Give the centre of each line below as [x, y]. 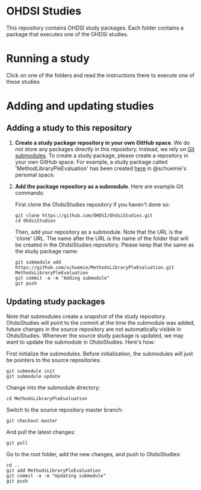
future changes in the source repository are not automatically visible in [94, 329]
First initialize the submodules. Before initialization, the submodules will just [100, 353]
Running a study [48, 59]
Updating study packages [56, 302]
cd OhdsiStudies [35, 221]
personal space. [35, 174]
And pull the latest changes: [41, 432]
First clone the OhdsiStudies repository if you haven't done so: [92, 204]
